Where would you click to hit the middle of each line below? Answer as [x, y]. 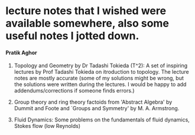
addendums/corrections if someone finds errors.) [74, 91]
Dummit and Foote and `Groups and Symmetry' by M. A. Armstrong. [97, 108]
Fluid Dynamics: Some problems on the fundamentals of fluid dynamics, [102, 120]
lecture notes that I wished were [86, 11]
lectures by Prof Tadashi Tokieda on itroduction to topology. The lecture [102, 72]
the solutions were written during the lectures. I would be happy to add [100, 84]
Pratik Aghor [22, 52]
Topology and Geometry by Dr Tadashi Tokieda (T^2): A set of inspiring [101, 65]
